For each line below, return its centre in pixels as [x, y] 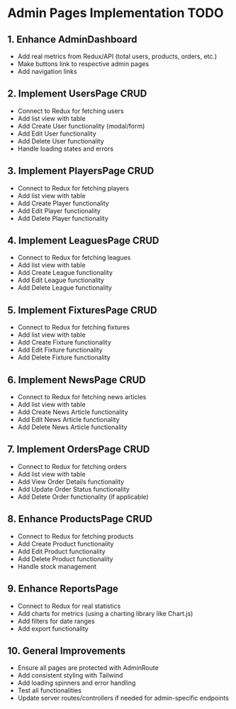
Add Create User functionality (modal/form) [81, 126]
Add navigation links [47, 71]
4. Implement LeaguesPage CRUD [83, 240]
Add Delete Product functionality [65, 558]
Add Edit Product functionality [61, 551]
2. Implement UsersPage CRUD [77, 94]
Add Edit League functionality [61, 280]
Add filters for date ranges [56, 621]
